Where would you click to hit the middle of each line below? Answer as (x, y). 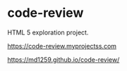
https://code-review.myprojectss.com (62, 46)
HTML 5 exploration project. (48, 32)
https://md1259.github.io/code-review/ (64, 59)
